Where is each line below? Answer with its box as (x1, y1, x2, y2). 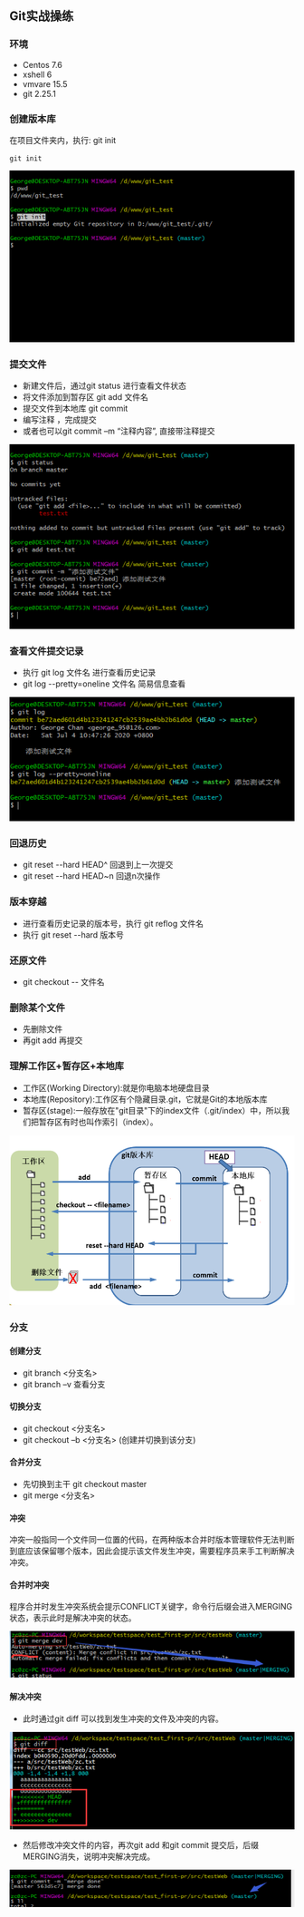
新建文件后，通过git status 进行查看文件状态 (22, 380, 187, 392)
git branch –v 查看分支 (22, 1378, 106, 1389)
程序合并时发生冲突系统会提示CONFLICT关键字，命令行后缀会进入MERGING (9, 1601, 292, 1612)
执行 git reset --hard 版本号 (22, 929, 125, 940)
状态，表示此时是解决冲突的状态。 (9, 1612, 137, 1623)
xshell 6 (22, 69, 52, 80)
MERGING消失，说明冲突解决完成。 (22, 1851, 156, 1862)
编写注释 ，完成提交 (22, 414, 97, 425)
